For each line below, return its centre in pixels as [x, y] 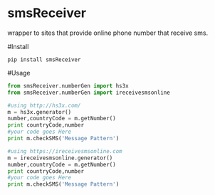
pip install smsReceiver [44, 59]
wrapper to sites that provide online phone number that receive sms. [108, 33]
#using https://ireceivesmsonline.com [65, 151]
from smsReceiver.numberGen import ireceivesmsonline [89, 93]
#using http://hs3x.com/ [44, 105]
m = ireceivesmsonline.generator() [60, 158]
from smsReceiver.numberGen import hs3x [68, 86]
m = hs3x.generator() [40, 112]
